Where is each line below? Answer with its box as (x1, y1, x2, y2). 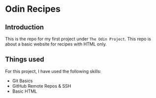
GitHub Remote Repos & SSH (12, 83, 71, 89)
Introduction (5, 23, 44, 31)
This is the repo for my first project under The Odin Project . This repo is (5, 36, 151, 42)
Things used (5, 55, 44, 64)
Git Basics (12, 77, 33, 84)
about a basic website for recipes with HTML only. (5, 41, 107, 47)
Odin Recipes (5, 3, 61, 15)
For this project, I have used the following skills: (5, 68, 102, 74)
